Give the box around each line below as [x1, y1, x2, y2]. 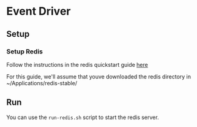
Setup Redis [6, 47, 43, 56]
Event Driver [6, 4, 71, 18]
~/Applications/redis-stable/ [6, 79, 78, 87]
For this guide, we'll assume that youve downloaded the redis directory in [6, 72, 191, 80]
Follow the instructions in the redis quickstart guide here [6, 61, 148, 68]
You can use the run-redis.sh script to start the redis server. [6, 114, 159, 121]
